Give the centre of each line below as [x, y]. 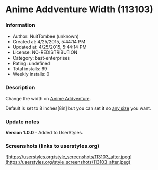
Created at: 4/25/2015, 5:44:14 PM [49, 42]
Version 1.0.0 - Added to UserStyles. [44, 133]
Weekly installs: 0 [31, 74]
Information [20, 25]
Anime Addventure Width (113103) [80, 9]
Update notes [22, 122]
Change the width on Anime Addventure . [48, 98]
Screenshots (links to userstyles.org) [52, 146]
